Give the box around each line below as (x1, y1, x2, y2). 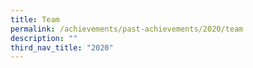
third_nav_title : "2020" (10, 42, 114, 53)
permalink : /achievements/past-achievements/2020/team (10, 24, 244, 34)
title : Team (10, 14, 60, 25)
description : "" (10, 33, 78, 43)
